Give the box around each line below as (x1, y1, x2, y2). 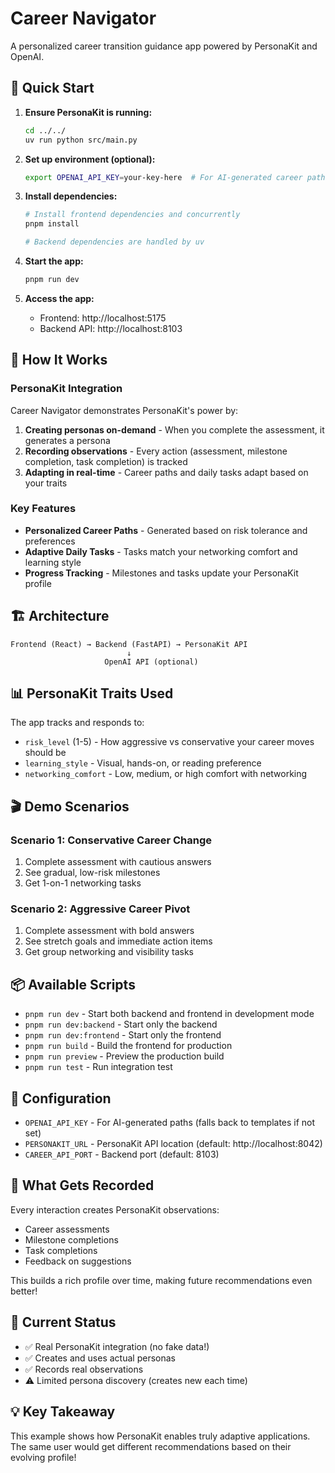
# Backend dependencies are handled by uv (24, 237, 205, 247)
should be (24, 747, 67, 759)
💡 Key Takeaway (10, 1403, 116, 1421)
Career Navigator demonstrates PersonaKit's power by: (10, 404, 239, 416)
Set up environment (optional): (24, 153, 156, 165)
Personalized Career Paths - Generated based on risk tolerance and (24, 524, 308, 536)
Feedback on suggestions (24, 1255, 132, 1267)
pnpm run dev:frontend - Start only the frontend (24, 1029, 222, 1041)
